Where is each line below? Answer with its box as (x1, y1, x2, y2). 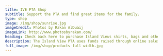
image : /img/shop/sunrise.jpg (5, 20, 66, 26)
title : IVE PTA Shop (5, 7, 47, 12)
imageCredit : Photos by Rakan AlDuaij (5, 25, 83, 30)
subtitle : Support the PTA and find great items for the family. (5, 12, 140, 17)
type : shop (5, 16, 27, 21)
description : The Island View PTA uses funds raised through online (5, 39, 147, 44)
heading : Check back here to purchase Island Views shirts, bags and (5, 35, 149, 39)
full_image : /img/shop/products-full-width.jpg (5, 43, 103, 48)
